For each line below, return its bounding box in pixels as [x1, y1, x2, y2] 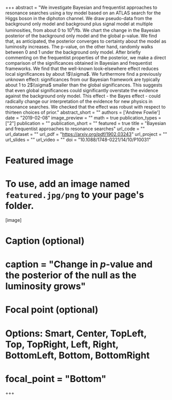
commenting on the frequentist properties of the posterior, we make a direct [5, 54, 166, 61]
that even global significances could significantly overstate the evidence [5, 87, 158, 93]
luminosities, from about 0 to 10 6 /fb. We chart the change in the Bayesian [5, 26, 161, 33]
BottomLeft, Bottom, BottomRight [5, 350, 150, 361]
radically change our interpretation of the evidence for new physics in [5, 98, 153, 105]
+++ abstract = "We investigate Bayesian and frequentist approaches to [5, 5, 158, 10]
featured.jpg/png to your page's [5, 189, 144, 201]
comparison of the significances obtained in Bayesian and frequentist [5, 60, 152, 66]
